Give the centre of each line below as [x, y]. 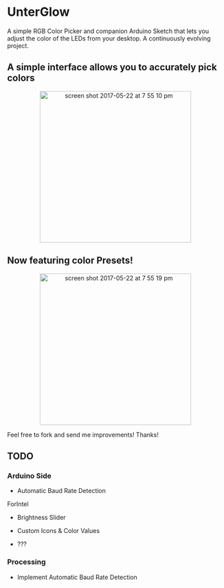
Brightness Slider [42, 518]
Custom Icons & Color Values [58, 531]
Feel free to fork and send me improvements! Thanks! [83, 434]
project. [18, 45]
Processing [26, 562]
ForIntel [18, 504]
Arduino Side [29, 476]
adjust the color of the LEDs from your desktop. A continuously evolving [109, 38]
